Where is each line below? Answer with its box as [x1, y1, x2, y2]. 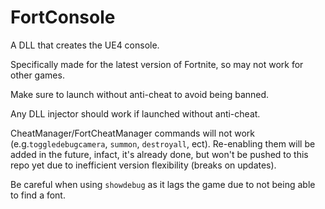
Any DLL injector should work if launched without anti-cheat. [10, 107, 261, 120]
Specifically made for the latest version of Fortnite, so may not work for [10, 58, 304, 70]
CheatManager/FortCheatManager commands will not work [10, 127, 255, 139]
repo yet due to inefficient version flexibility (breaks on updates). [10, 159, 277, 171]
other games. [10, 69, 65, 81]
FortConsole [10, 6, 116, 29]
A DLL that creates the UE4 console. [10, 39, 160, 51]
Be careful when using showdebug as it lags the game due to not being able [10, 178, 316, 190]
